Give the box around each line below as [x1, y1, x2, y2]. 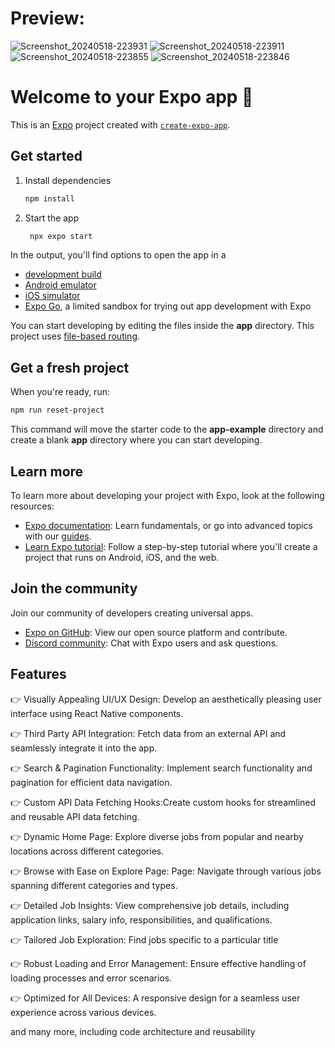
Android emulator [24, 279, 97, 291]
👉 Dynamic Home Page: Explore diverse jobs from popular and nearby [10, 830, 304, 842]
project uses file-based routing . [10, 330, 141, 342]
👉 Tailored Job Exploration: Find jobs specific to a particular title [10, 933, 279, 946]
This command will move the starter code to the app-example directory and [10, 423, 324, 436]
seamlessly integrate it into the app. [10, 742, 158, 754]
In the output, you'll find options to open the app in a [10, 249, 227, 261]
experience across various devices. [10, 1006, 157, 1018]
